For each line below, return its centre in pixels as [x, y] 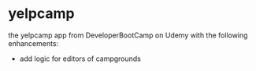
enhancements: [33, 43]
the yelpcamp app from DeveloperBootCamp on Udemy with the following [128, 35]
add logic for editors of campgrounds [80, 59]
